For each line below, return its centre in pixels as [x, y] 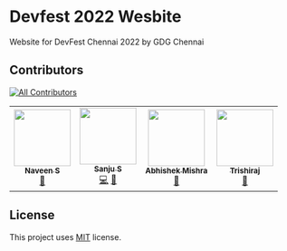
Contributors [47, 70]
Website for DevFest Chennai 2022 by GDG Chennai [107, 42]
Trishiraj [245, 171]
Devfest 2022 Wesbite [96, 17]
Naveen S [43, 171]
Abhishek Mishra [177, 171]
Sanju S [108, 169]
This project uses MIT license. [66, 237]
